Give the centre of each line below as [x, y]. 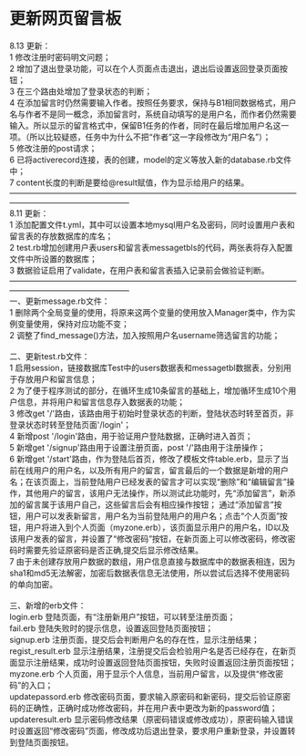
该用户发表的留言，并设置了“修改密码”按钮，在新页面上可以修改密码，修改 [149, 538]
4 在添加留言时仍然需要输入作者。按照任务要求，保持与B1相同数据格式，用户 [153, 102]
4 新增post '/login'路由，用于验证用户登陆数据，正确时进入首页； [131, 436]
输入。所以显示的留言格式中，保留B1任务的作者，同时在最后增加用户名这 [145, 125]
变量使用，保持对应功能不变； [73, 324]
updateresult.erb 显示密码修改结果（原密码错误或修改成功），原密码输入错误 [152, 719]
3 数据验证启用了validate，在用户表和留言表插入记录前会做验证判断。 [140, 270]
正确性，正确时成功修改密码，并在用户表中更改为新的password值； [151, 708]
